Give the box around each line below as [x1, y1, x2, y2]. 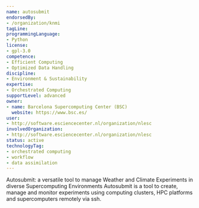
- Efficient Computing [6, 59, 63, 65]
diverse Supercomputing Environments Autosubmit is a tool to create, [6, 183, 179, 190]
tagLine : [6, 25, 28, 32]
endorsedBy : [6, 14, 36, 20]
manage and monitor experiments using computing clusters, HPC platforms [6, 189, 193, 196]
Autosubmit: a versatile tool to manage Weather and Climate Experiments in [6, 176, 194, 183]
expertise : [6, 82, 34, 88]
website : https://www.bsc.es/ [11, 109, 87, 115]
